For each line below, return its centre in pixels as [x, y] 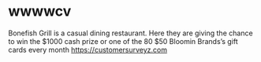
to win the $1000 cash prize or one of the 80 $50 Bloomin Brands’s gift [123, 41]
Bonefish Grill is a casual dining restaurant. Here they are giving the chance [131, 33]
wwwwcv [40, 11]
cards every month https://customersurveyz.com [88, 49]
